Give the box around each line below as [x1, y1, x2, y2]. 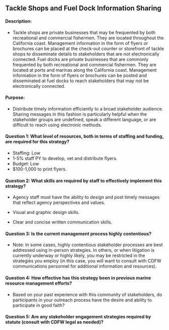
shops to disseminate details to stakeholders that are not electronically [12, 50, 160, 57]
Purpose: [5, 94, 25, 100]
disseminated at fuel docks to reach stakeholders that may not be [12, 78, 149, 84]
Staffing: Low [12, 150, 40, 156]
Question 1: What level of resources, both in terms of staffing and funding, [5, 133, 164, 139]
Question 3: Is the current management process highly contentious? [5, 231, 152, 237]
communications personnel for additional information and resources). [12, 263, 157, 269]
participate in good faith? [12, 302, 65, 308]
